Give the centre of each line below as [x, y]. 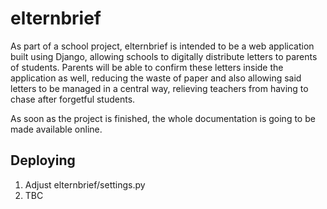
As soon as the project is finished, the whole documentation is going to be [163, 118]
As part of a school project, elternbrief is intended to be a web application [162, 46]
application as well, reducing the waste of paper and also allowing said [156, 78]
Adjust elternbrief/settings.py [85, 184]
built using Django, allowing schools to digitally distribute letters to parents [164, 56]
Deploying [43, 160]
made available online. [56, 129]
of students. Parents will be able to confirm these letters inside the [147, 67]
